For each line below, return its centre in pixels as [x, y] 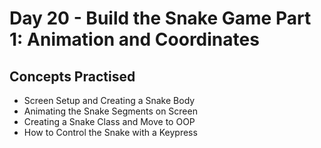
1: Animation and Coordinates [134, 39]
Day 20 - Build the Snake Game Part [160, 18]
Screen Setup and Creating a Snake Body [109, 100]
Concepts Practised [72, 76]
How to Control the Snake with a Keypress [110, 132]
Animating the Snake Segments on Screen [110, 111]
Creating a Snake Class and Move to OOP [109, 121]
